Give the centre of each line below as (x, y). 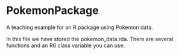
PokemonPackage (52, 11)
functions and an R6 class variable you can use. (66, 45)
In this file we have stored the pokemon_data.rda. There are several (90, 39)
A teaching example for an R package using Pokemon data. (80, 27)
